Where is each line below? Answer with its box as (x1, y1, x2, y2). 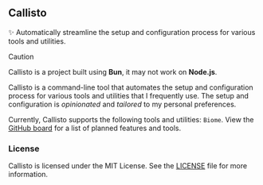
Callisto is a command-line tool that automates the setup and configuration (8, 83, 253, 92)
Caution (8, 52, 34, 61)
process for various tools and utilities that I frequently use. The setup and (8, 91, 249, 100)
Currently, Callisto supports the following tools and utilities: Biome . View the (8, 114, 254, 124)
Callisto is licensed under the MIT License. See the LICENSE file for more (8, 161, 248, 171)
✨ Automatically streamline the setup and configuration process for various (8, 27, 256, 37)
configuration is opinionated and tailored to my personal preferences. (8, 99, 237, 109)
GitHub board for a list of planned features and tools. (8, 123, 182, 133)
